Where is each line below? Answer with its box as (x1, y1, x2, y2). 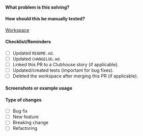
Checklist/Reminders (5, 39, 51, 45)
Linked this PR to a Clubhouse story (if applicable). (12, 62, 119, 68)
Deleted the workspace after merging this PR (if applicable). (12, 73, 138, 79)
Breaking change (12, 120, 49, 126)
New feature (12, 114, 39, 120)
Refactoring (12, 125, 38, 131)
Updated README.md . (12, 50, 54, 56)
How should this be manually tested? (5, 16, 85, 22)
